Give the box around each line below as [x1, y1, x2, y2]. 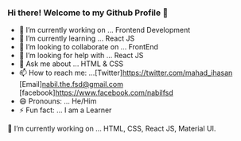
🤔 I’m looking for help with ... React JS [18, 51, 144, 61]
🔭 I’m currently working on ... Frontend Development [18, 25, 191, 35]
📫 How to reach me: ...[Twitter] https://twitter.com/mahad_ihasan [18, 68, 233, 78]
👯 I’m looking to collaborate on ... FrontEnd [18, 42, 158, 52]
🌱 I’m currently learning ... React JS [18, 33, 135, 43]
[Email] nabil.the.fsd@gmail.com [18, 80, 124, 89]
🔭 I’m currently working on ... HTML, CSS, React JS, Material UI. [7, 123, 216, 134]
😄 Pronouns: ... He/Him [18, 96, 97, 106]
